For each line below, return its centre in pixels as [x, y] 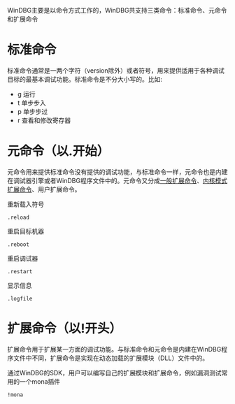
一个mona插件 [40, 381]
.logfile [20, 298]
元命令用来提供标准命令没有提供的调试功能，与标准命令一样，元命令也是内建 [117, 172]
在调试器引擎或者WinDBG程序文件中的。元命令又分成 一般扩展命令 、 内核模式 [117, 180]
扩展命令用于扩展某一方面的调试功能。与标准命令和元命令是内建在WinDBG [114, 349]
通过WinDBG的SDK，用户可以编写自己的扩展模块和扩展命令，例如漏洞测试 [114, 373]
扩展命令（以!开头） [65, 329]
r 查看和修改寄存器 [44, 120]
